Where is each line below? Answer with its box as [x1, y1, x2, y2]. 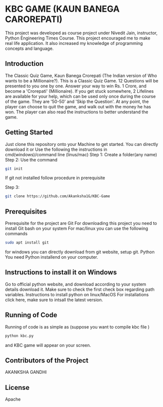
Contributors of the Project [5, 356, 89, 365]
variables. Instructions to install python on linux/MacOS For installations [5, 291, 149, 297]
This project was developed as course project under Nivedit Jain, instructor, [5, 30, 158, 36]
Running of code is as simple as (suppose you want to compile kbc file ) [5, 324, 150, 330]
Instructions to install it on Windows [5, 268, 117, 277]
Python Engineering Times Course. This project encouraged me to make [5, 35, 150, 41]
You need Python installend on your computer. [5, 254, 99, 260]
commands [5, 231, 28, 237]
